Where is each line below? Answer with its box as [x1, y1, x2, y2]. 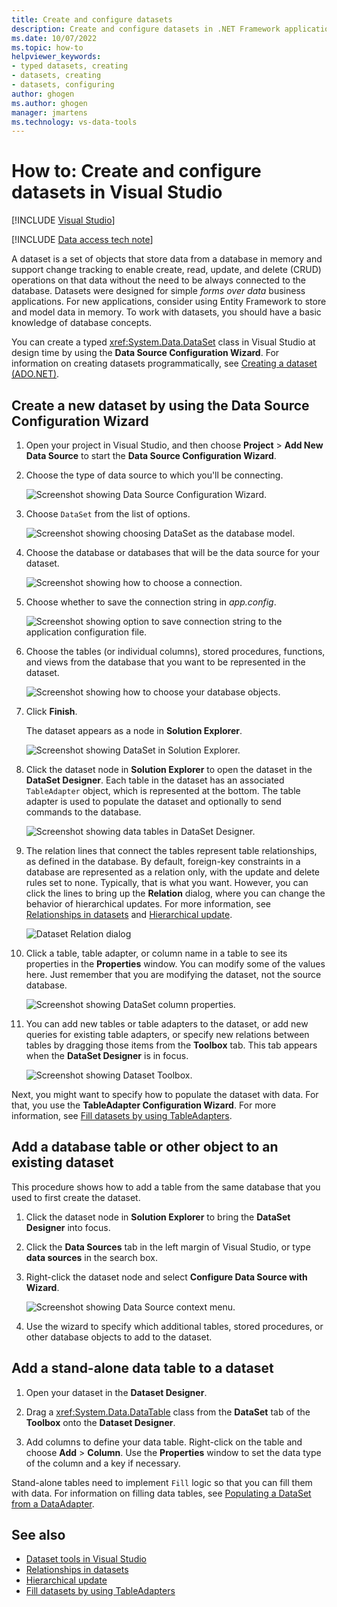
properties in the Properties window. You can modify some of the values [25, 958, 326, 970]
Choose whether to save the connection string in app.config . [25, 596, 277, 608]
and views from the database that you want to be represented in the [25, 656, 306, 668]
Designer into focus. [25, 1221, 111, 1233]
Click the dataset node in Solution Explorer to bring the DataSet [25, 1211, 291, 1223]
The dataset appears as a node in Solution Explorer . [25, 725, 243, 736]
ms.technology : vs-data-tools [11, 117, 138, 127]
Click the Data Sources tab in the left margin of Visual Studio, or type [25, 1241, 311, 1253]
